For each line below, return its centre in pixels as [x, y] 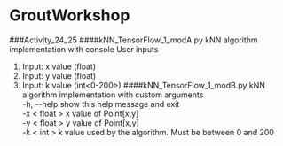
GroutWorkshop [70, 15]
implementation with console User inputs [84, 49]
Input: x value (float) [59, 66]
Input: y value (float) [59, 75]
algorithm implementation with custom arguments [113, 95]
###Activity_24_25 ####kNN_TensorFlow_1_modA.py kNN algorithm [134, 40]
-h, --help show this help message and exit [101, 104]
